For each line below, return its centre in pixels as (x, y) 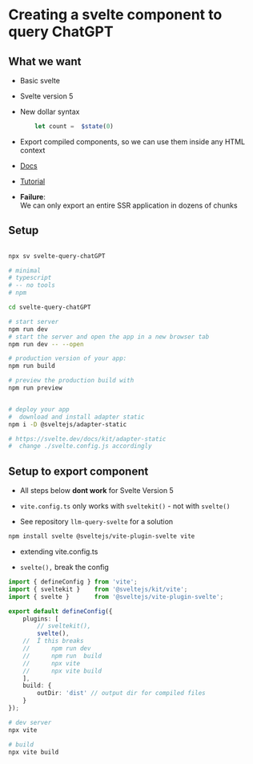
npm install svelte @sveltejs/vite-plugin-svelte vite (102, 536)
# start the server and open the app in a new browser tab (109, 337)
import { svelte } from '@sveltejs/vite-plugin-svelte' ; (116, 596)
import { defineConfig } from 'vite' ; (73, 582)
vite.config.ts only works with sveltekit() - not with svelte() (125, 506)
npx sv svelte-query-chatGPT (57, 256)
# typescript (30, 278)
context (32, 150)
